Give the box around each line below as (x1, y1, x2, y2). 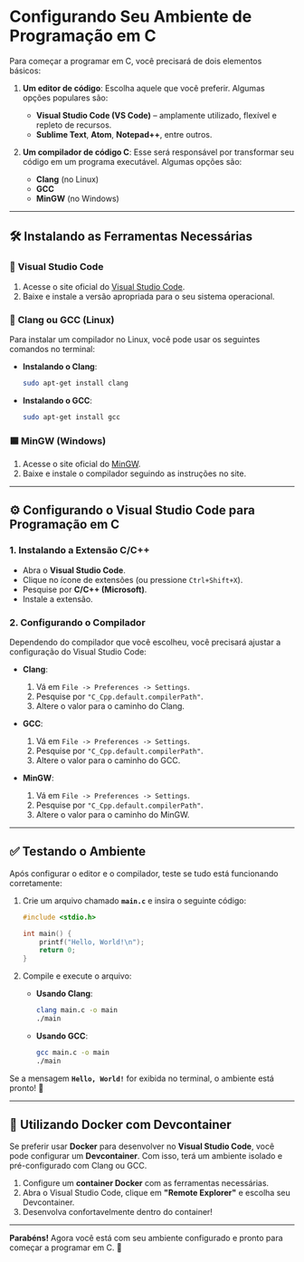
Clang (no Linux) (35, 174, 100, 185)
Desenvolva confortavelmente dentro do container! (22, 1207, 213, 1218)
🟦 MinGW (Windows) (9, 435, 107, 447)
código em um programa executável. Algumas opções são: (22, 156, 242, 167)
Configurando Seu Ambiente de (9, 6, 252, 27)
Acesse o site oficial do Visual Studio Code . (22, 281, 185, 292)
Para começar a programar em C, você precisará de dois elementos (9, 55, 262, 66)
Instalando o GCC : (22, 395, 93, 406)
